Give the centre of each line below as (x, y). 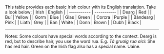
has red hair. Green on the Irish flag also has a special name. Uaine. (73, 46)
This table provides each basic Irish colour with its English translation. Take (81, 7)
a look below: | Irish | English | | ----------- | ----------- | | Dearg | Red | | (78, 12)
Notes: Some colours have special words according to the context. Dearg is (81, 36)
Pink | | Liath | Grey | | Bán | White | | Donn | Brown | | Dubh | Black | (73, 22)
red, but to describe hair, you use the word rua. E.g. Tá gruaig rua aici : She (80, 41)
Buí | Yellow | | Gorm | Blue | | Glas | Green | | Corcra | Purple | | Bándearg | (81, 17)
